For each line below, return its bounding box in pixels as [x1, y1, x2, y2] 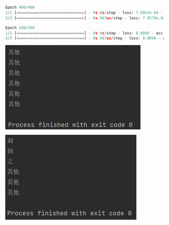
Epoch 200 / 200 [5, 25, 35, 30]
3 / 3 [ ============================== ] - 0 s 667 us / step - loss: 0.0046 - [5, 36, 161, 41]
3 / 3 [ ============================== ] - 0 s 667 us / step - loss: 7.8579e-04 [5, 15, 165, 21]
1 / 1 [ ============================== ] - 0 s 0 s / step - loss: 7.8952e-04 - [5, 10, 163, 15]
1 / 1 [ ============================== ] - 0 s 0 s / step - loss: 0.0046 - [5, 30, 154, 36]
